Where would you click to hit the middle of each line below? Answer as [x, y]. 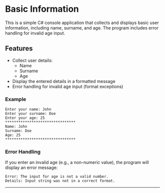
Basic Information [42, 9]
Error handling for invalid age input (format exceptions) [68, 86]
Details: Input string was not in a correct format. [60, 181]
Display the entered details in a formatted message [64, 81]
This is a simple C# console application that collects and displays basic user [82, 23]
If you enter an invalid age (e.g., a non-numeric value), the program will [77, 163]
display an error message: [31, 167]
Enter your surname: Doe [30, 114]
